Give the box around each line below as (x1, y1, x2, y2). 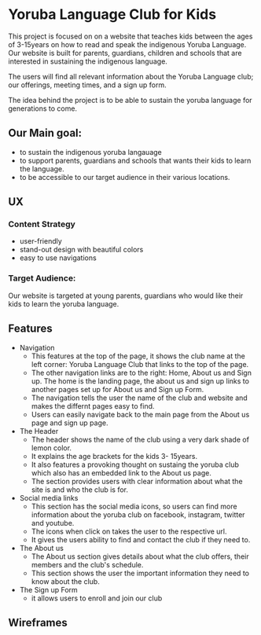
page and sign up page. (31, 418, 108, 428)
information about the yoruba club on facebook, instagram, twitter (31, 509, 245, 519)
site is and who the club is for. (31, 485, 128, 494)
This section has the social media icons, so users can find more (31, 501, 237, 511)
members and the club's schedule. (31, 560, 144, 569)
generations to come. (8, 104, 77, 113)
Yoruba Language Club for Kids (8, 6, 217, 24)
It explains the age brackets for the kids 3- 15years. (31, 451, 198, 461)
